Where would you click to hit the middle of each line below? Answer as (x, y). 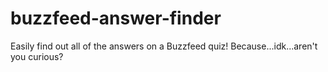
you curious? (37, 56)
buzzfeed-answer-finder (116, 18)
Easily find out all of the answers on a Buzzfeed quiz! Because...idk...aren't (164, 46)
